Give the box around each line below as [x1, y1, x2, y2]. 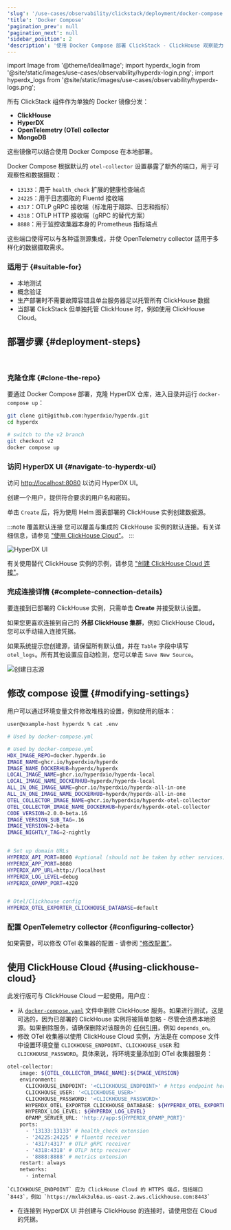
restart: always [19, 1160, 67, 1166]
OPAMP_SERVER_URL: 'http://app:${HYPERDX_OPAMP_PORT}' [25, 1115, 186, 1122]
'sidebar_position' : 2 [7, 36, 72, 43]
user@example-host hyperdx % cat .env [7, 721, 118, 728]
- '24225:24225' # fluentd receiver [25, 1133, 131, 1141]
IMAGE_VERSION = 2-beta [7, 823, 69, 830]
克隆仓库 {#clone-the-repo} [7, 373, 101, 383]
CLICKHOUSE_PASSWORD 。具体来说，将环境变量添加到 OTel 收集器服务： [16, 1050, 213, 1058]
